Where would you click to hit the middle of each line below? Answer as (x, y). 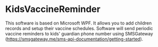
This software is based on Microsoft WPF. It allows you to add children (78, 23)
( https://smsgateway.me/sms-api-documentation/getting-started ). (74, 39)
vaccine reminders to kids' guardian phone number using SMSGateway (79, 33)
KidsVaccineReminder (53, 9)
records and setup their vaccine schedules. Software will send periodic (79, 28)
